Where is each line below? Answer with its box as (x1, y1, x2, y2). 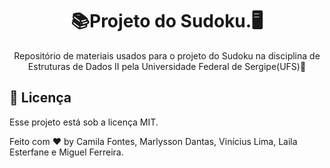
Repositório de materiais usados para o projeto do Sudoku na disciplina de (13, 49, 321, 62)
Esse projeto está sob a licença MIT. (9, 116, 159, 128)
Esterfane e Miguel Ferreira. (9, 146, 124, 158)
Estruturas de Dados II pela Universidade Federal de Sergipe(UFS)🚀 (27, 60, 307, 72)
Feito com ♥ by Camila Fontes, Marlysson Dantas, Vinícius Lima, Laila (9, 135, 298, 147)
